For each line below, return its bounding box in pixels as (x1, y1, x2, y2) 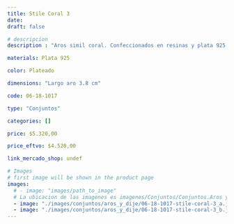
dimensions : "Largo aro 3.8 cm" (7, 80, 101, 87)
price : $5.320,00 (7, 130, 58, 137)
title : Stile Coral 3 (7, 10, 70, 17)
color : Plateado (7, 67, 54, 74)
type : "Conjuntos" (7, 105, 61, 112)
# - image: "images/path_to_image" (13, 187, 117, 194)
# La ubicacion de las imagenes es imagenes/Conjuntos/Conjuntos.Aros (13, 193, 223, 200)
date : (7, 17, 23, 24)
